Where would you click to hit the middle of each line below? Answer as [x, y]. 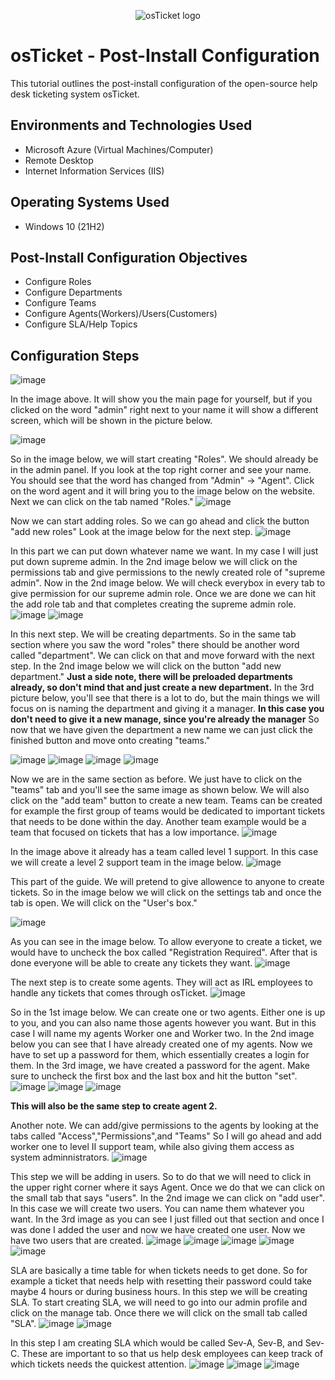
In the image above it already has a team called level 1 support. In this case [164, 852]
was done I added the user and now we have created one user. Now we [158, 1230]
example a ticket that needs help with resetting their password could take [161, 1281]
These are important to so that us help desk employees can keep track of [172, 1354]
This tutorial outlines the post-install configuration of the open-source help [164, 83]
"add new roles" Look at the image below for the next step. [131, 532]
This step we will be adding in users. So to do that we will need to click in [161, 1177]
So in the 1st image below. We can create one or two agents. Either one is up [168, 1012]
